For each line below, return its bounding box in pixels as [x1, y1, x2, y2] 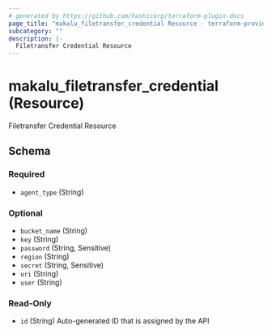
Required [8, 169, 45, 180]
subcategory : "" [8, 27, 63, 35]
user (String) [19, 277, 62, 288]
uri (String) [19, 269, 59, 279]
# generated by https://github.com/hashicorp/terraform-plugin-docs [8, 11, 244, 20]
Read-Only [8, 298, 53, 309]
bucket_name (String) [19, 226, 87, 236]
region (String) [19, 252, 70, 262]
